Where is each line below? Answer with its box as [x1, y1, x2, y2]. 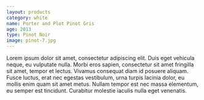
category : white [6, 15, 48, 21]
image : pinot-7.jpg [6, 37, 56, 44]
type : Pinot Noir [6, 32, 51, 38]
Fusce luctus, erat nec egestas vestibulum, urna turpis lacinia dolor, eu [6, 74, 185, 81]
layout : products [6, 9, 51, 15]
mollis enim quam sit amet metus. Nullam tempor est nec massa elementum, [6, 80, 199, 88]
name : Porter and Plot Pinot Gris [6, 20, 95, 26]
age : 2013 [6, 26, 32, 33]
